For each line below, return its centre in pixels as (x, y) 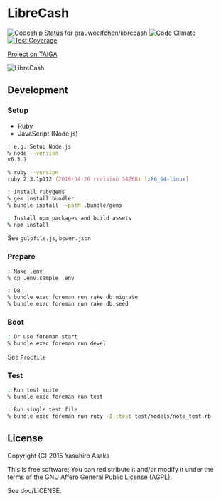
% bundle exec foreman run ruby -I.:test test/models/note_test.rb (109, 416)
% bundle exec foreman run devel (57, 344)
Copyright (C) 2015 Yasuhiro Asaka (59, 456)
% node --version (33, 153)
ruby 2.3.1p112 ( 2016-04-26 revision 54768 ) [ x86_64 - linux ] (98, 179)
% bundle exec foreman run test (55, 397)
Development (38, 90)
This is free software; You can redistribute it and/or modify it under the (111, 469)
